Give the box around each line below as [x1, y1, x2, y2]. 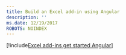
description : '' [6, 14, 47, 20]
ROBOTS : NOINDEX [6, 25, 47, 32]
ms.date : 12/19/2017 [6, 20, 58, 26]
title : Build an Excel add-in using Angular [6, 8, 120, 15]
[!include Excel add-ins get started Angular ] [6, 42, 113, 49]
